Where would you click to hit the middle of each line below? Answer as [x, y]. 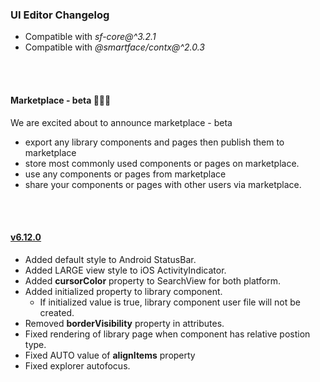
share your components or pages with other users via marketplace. [163, 184]
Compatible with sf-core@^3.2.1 [90, 37]
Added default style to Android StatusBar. [110, 259]
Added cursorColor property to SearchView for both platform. [152, 280]
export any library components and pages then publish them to [154, 142]
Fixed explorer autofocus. [77, 365]
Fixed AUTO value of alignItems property [110, 355]
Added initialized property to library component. [123, 291]
